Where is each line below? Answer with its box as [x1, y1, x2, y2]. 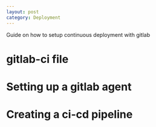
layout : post [6, 8, 39, 15]
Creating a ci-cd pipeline [6, 108, 133, 122]
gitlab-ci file [6, 52, 69, 66]
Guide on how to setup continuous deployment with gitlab [6, 31, 151, 38]
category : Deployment [6, 15, 61, 21]
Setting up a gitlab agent [6, 80, 132, 94]
